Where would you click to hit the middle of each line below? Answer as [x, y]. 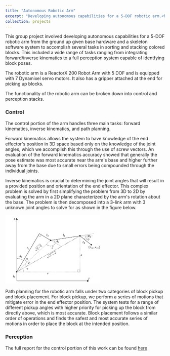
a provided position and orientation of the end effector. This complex [77, 186]
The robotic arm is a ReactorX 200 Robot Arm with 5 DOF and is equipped [82, 73]
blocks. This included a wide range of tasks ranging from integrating [76, 53]
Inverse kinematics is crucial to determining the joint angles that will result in [85, 180]
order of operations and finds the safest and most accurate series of [76, 319]
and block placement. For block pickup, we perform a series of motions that [84, 297]
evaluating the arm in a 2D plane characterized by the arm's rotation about [83, 196]
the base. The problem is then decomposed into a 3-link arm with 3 [75, 202]
